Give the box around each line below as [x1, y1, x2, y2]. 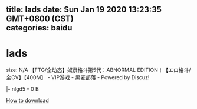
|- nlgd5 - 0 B [6, 86, 40, 93]
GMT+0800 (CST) [6, 14, 74, 24]
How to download [6, 97, 49, 104]
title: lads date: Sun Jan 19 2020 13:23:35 [6, 5, 162, 15]
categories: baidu [6, 23, 73, 33]
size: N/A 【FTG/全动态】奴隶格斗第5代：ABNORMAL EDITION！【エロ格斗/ [6, 67, 191, 74]
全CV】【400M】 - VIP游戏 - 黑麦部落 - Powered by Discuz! [6, 74, 150, 81]
